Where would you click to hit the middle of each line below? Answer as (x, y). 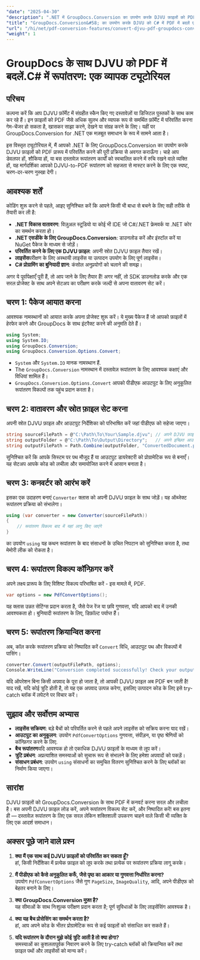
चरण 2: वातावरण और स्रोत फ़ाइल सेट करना (67, 409)
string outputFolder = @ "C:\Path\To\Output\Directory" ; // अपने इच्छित (95, 440)
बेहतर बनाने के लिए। (34, 888)
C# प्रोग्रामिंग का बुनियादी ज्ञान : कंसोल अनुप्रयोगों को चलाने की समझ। (79, 264)
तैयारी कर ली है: (21, 212)
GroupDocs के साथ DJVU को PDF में (87, 64)
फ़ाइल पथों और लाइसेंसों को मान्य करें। (51, 950)
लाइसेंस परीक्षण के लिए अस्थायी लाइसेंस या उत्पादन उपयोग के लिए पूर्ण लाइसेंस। (88, 258)
